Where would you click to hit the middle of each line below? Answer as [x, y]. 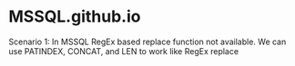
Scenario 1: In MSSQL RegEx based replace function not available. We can [147, 42]
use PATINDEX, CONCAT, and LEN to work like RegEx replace [123, 51]
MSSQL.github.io [75, 17]
